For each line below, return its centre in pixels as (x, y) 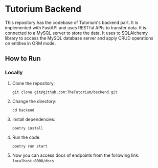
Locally (14, 73)
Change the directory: (34, 101)
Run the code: (26, 137)
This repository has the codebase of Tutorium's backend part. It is (72, 22)
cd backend (23, 110)
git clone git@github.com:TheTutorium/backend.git (65, 92)
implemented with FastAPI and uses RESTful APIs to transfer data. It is (76, 27)
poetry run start (30, 146)
